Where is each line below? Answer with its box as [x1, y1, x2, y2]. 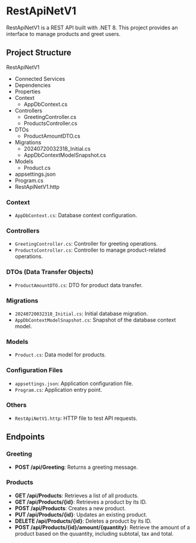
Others [6, 401, 27, 409]
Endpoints [6, 432, 45, 442]
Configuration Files [6, 366, 63, 374]
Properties [14, 88, 41, 95]
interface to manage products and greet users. [6, 30, 121, 37]
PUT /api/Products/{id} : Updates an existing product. [14, 511, 148, 518]
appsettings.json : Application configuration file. [14, 380, 133, 387]
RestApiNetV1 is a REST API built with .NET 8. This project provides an [6, 24, 178, 31]
